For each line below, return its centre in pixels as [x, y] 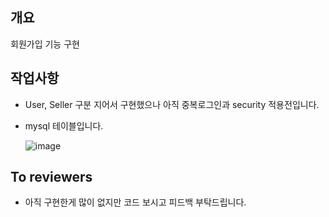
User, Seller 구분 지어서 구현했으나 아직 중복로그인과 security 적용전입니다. [172, 104]
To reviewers [51, 177]
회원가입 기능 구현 [45, 44]
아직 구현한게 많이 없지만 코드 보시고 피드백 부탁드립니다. [135, 202]
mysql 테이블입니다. [64, 125]
